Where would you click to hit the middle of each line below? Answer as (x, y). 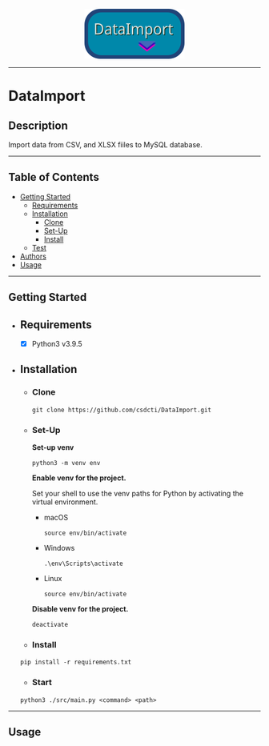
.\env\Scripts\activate (83, 564)
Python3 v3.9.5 (57, 344)
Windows (59, 548)
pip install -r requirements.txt (76, 662)
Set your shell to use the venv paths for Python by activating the (138, 494)
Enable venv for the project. (79, 478)
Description (38, 125)
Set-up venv (53, 447)
